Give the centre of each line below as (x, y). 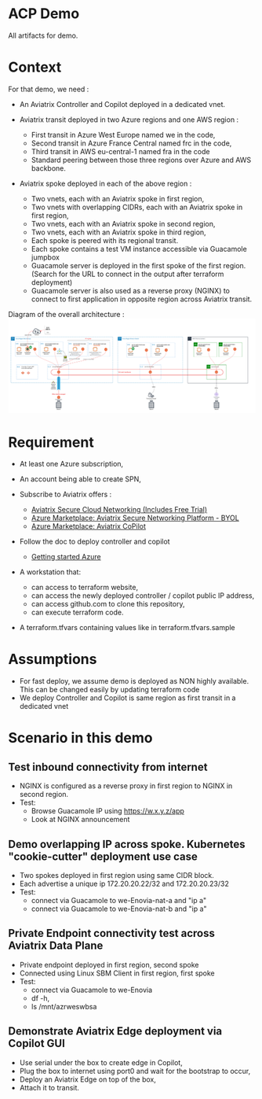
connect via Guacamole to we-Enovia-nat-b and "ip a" (119, 909)
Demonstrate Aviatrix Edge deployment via (115, 1031)
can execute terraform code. (77, 612)
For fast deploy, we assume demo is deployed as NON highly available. (134, 681)
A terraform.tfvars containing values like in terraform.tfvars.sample (127, 628)
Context (35, 67)
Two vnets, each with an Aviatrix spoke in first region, (118, 198)
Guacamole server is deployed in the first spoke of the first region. (138, 265)
